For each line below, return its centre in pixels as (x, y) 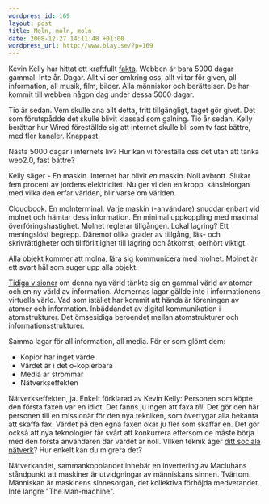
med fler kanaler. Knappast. (55, 136)
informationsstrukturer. (46, 326)
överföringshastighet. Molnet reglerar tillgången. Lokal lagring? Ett (118, 226)
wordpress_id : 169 (39, 16)
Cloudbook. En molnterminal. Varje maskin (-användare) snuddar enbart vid (134, 209)
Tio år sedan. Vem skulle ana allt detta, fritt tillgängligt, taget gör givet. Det (132, 111)
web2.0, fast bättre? (42, 160)
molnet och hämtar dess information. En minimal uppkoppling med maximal (134, 217)
